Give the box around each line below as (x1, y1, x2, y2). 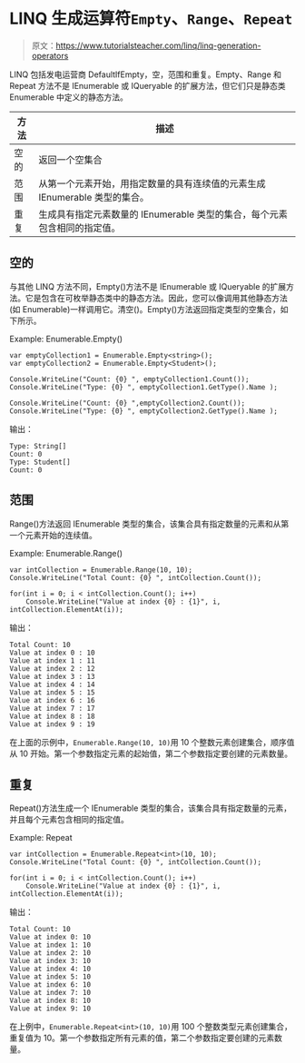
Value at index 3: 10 (9, 957, 92, 966)
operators (31, 50, 69, 61)
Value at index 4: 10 (9, 964, 92, 974)
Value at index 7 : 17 (9, 704, 95, 713)
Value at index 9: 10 (9, 1004, 92, 1013)
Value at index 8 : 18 (9, 712, 95, 721)
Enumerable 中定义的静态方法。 (9, 92, 129, 103)
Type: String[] (9, 441, 67, 450)
